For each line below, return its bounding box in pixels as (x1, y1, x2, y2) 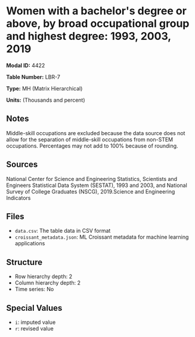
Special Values (6, 302, 63, 313)
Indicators (6, 194, 31, 201)
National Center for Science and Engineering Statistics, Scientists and (6, 175, 178, 182)
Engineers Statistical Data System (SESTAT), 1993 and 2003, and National (6, 182, 188, 189)
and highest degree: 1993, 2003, (6, 30, 171, 43)
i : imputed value (14, 319, 56, 326)
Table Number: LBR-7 (6, 73, 61, 80)
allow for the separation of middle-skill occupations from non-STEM (6, 136, 174, 143)
